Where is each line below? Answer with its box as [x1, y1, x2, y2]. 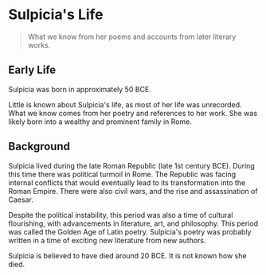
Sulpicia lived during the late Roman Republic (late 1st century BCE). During [8, 161, 255, 170]
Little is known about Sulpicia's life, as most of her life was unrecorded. [8, 99, 242, 109]
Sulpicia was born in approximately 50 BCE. [8, 84, 151, 94]
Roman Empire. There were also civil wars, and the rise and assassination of [8, 186, 258, 196]
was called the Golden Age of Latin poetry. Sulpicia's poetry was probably [8, 227, 252, 236]
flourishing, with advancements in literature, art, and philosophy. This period [8, 219, 259, 228]
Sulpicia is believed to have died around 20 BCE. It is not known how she [8, 250, 247, 260]
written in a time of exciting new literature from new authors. [8, 235, 206, 245]
